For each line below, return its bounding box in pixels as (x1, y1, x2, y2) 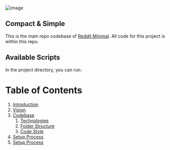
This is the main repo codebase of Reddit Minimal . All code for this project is (5, 33, 165, 39)
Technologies (20, 117, 49, 124)
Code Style (20, 128, 44, 134)
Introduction (12, 101, 39, 107)
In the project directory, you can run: (5, 67, 82, 73)
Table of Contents (5, 84, 82, 96)
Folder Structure (20, 123, 55, 129)
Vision (12, 107, 26, 113)
